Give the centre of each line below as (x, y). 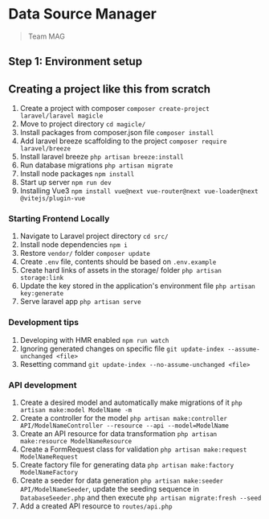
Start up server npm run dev (65, 183)
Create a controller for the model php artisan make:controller (123, 418)
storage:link (42, 278)
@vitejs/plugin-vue (53, 199)
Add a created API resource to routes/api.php (96, 506)
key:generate (42, 294)
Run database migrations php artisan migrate (96, 165)
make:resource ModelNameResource (76, 442)
